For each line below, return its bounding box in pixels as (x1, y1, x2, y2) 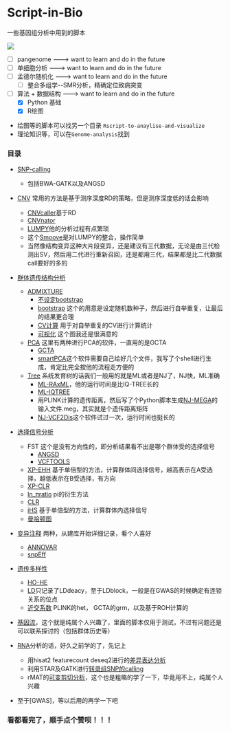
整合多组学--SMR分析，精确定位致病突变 (27, 81, 143, 89)
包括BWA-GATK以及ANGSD (27, 179, 106, 187)
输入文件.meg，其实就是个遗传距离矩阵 (37, 404, 149, 413)
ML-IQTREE (37, 387, 71, 396)
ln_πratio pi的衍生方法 (27, 490, 89, 498)
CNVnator (27, 216, 56, 224)
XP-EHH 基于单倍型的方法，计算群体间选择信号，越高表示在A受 (27, 466, 207, 474)
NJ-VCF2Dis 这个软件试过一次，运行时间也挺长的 (37, 413, 175, 421)
